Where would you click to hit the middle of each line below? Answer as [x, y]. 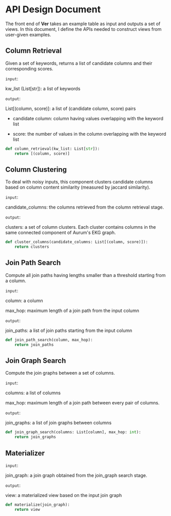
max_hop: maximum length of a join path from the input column [72, 310]
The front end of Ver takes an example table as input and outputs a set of [83, 24]
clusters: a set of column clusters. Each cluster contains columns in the [81, 227]
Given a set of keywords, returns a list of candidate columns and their [79, 63]
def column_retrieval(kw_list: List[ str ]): [53, 149]
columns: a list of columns [33, 393]
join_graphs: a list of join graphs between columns [59, 423]
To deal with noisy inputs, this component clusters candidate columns [79, 182]
